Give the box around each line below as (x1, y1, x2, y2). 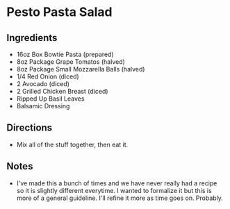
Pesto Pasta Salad (6, 4, 113, 20)
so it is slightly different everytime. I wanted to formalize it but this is (16, 186, 213, 194)
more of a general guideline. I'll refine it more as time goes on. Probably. (16, 194, 224, 202)
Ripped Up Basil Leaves (16, 94, 85, 103)
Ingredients (6, 32, 58, 44)
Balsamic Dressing (16, 102, 70, 110)
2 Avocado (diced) (16, 80, 70, 87)
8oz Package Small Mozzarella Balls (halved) (16, 65, 145, 73)
